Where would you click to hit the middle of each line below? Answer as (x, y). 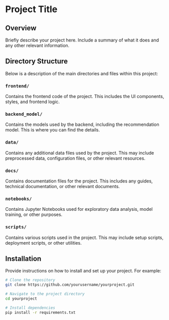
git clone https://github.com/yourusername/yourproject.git (70, 285)
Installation (23, 259)
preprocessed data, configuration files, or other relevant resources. (75, 158)
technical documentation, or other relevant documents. (62, 186)
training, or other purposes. (34, 215)
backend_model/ (24, 114)
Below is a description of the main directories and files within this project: (82, 73)
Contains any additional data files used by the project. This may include (80, 153)
